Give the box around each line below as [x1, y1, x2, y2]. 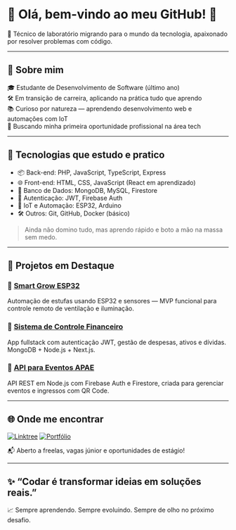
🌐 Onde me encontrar [7, 413, 104, 425]
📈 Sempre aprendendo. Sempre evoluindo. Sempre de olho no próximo [7, 506, 214, 515]
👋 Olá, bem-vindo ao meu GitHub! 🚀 [7, 6, 218, 23]
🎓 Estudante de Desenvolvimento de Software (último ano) [7, 83, 181, 92]
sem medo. [24, 232, 58, 241]
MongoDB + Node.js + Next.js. [7, 345, 96, 354]
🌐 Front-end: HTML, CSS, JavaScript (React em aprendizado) [17, 178, 196, 187]
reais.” [7, 487, 37, 499]
